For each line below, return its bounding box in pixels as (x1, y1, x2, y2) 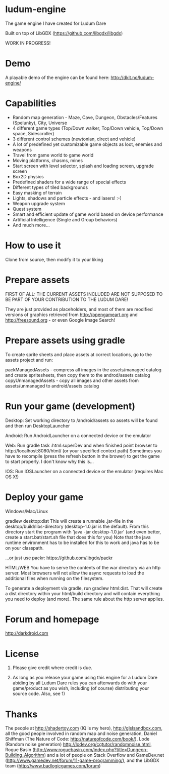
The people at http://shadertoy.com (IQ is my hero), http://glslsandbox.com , (5, 725, 163, 731)
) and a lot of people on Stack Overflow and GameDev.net (44, 752, 164, 758)
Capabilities (5, 98, 57, 109)
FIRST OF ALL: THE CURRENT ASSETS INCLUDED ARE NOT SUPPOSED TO (5, 291, 163, 297)
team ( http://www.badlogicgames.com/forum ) (5, 763, 101, 769)
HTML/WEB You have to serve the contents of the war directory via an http (5, 564, 161, 570)
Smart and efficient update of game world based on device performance (12, 211, 163, 217)
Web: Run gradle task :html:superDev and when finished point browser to (5, 442, 158, 448)
